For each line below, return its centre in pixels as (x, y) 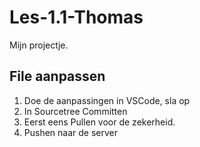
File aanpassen (57, 76)
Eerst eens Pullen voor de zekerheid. (99, 122)
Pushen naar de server (70, 132)
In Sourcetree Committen (75, 111)
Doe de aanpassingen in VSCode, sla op (107, 100)
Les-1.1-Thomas (76, 17)
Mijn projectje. (39, 45)
